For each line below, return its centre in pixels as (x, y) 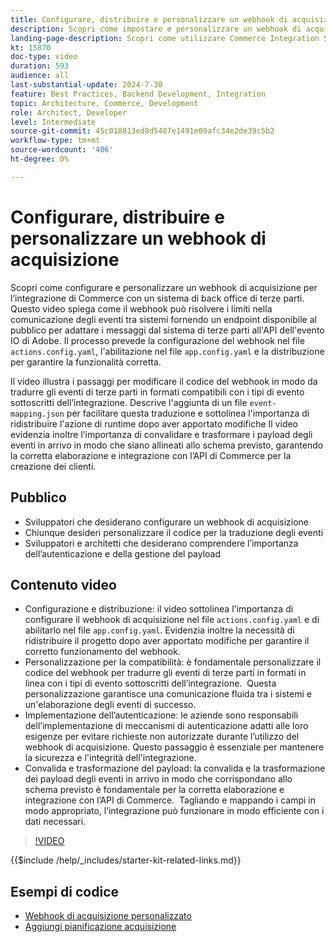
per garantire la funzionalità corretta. (86, 362)
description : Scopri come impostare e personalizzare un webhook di (156, 29)
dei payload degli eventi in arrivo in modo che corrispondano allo (158, 779)
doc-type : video (44, 57)
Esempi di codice (65, 891)
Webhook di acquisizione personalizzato (108, 916)
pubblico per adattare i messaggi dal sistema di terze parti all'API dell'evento (167, 330)
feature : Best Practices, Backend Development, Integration (138, 94)
